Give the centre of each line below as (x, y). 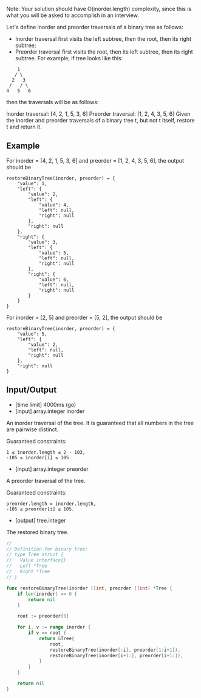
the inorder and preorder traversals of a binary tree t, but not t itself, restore (101, 120)
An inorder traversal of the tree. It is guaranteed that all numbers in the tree (100, 423)
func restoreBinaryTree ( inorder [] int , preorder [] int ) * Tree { (89, 588)
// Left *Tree (27, 566)
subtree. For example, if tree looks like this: (69, 58)
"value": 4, (54, 205)
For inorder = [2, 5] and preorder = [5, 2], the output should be (84, 317)
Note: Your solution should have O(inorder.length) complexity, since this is (99, 9)
